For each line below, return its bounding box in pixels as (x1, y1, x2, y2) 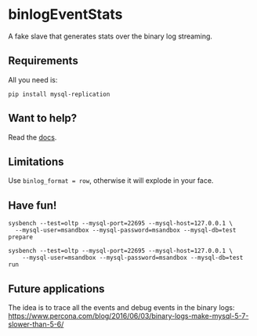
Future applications (8, 282, 105, 295)
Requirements (8, 54, 78, 68)
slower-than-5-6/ (8, 320, 64, 329)
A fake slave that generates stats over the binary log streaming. (8, 31, 213, 41)
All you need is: (8, 75, 58, 84)
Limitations (8, 155, 64, 168)
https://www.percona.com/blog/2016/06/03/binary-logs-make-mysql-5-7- (8, 312, 249, 320)
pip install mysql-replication (8, 90, 110, 98)
